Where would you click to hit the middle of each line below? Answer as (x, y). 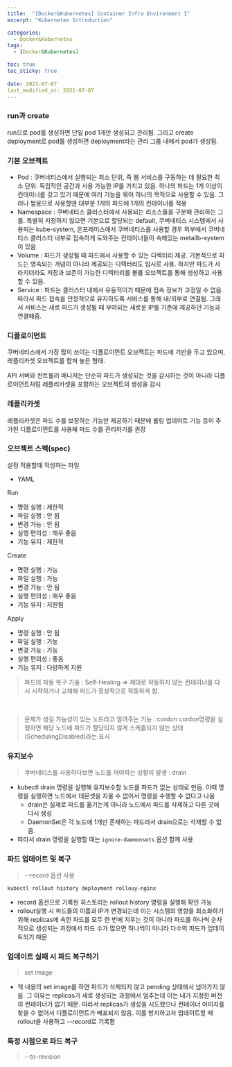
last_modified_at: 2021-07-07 (51, 90)
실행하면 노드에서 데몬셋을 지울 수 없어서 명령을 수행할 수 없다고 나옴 (123, 796)
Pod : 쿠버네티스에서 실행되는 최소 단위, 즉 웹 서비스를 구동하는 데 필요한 (115, 177)
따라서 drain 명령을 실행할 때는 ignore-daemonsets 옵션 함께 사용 (105, 839)
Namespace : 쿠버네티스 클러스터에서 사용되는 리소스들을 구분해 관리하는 (117, 212)
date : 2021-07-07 (32, 84)
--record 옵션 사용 (49, 875)
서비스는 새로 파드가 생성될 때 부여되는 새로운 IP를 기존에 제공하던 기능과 (122, 307)
